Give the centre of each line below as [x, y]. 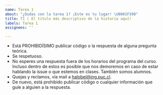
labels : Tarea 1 [21, 23]
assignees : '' [19, 28]
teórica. [20, 51]
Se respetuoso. [27, 56]
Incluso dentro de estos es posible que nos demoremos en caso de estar [85, 67]
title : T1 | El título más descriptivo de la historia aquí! [68, 19]
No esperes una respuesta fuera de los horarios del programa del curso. [84, 61]
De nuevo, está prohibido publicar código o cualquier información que [82, 82]
